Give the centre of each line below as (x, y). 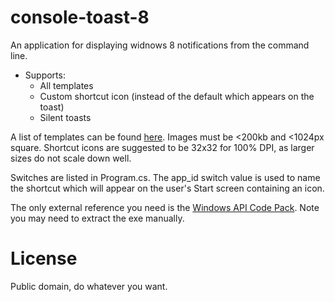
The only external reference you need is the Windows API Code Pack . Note (165, 207)
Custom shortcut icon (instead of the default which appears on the (177, 96)
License (44, 258)
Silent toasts (65, 117)
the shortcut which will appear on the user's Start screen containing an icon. (167, 188)
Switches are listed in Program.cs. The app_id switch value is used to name (165, 177)
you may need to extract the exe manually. (97, 218)
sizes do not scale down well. (71, 158)
